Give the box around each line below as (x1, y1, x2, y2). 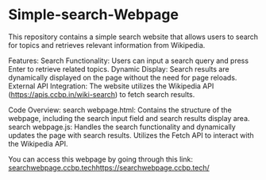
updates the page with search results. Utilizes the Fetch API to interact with (8, 130, 254, 140)
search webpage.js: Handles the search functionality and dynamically (8, 122, 236, 131)
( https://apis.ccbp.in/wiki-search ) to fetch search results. (8, 89, 195, 99)
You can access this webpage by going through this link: (8, 154, 193, 164)
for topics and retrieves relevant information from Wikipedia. (8, 40, 206, 49)
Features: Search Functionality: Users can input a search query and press (8, 56, 249, 65)
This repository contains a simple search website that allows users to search (8, 32, 259, 41)
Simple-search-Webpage (8, 6, 179, 24)
